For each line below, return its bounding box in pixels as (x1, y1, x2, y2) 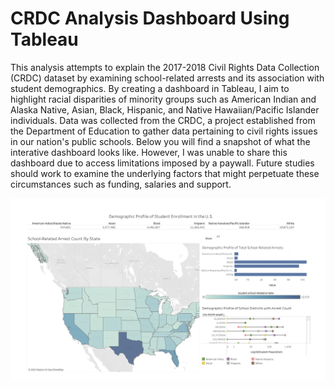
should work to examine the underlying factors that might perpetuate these (10, 167, 320, 179)
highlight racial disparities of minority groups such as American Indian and (10, 93, 317, 105)
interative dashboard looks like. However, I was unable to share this (10, 146, 288, 158)
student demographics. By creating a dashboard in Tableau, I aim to (10, 82, 290, 94)
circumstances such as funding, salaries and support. (10, 178, 232, 190)
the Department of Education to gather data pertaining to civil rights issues (10, 125, 318, 137)
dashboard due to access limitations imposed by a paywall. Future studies (10, 157, 315, 169)
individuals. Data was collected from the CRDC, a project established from (10, 114, 316, 126)
